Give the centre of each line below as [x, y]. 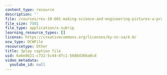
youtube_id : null [28, 65]
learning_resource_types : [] [35, 33]
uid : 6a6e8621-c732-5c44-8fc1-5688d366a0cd [51, 56]
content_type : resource [30, 10]
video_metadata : [22, 60]
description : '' [22, 14]
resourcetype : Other [27, 46]
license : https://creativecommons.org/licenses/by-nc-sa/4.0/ [71, 37]
